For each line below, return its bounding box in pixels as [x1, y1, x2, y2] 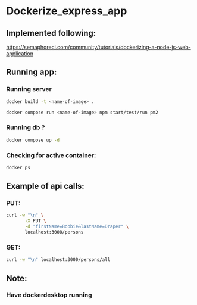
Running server [6, 85, 52, 94]
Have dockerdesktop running [6, 291, 92, 299]
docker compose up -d [6, 137, 60, 143]
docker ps [6, 164, 31, 170]
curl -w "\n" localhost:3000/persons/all [6, 257, 111, 263]
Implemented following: [6, 28, 96, 38]
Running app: [6, 67, 57, 77]
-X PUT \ [24, 218, 46, 224]
